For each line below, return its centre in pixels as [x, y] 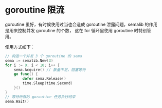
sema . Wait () [17, 101]
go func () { [26, 74]
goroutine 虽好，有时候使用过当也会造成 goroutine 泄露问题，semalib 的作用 [81, 24]
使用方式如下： [20, 47]
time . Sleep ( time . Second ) [48, 83]
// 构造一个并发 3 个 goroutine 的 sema [44, 56]
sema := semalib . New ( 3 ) [29, 61]
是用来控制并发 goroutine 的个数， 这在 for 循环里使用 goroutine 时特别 [76, 30]
